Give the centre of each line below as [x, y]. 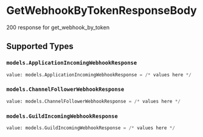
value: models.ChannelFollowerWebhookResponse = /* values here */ [94, 101]
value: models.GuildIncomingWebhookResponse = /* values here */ [91, 128]
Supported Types [40, 46]
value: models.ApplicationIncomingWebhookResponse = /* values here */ [99, 75]
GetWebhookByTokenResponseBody [102, 11]
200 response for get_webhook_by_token [58, 27]
